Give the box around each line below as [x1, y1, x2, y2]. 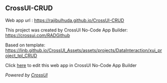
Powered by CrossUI [5, 72, 48, 78]
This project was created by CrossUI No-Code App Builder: [5, 27, 128, 33]
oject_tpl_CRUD [5, 52, 38, 58]
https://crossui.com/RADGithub [5, 32, 70, 38]
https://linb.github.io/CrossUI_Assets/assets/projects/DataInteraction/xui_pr [5, 47, 162, 53]
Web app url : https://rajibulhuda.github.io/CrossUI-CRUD [5, 17, 124, 23]
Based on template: [5, 42, 46, 48]
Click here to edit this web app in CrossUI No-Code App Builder [5, 62, 137, 68]
